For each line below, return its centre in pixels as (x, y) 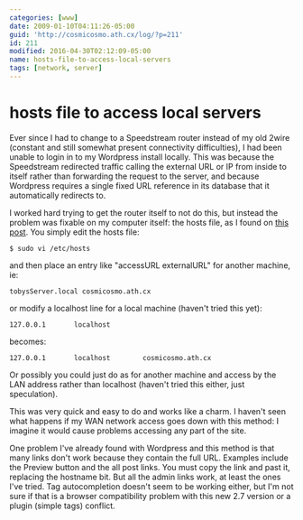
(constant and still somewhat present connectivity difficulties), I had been (146, 147)
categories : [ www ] (44, 18)
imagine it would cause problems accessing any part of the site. (128, 431)
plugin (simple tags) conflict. (62, 506)
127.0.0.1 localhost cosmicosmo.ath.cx (110, 357)
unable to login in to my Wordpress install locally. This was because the (142, 157)
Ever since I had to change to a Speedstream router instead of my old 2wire (150, 137)
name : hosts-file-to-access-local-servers (90, 60)
